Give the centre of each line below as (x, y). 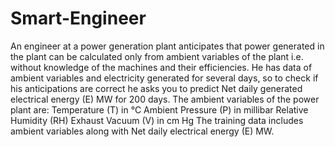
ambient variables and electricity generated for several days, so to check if (164, 78)
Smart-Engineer (78, 18)
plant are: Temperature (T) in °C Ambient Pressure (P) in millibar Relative (159, 109)
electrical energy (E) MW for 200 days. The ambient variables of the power (165, 99)
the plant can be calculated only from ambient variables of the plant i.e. (157, 56)
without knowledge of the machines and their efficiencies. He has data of (161, 67)
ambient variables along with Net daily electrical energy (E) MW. (142, 131)
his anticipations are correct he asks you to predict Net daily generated (156, 88)
